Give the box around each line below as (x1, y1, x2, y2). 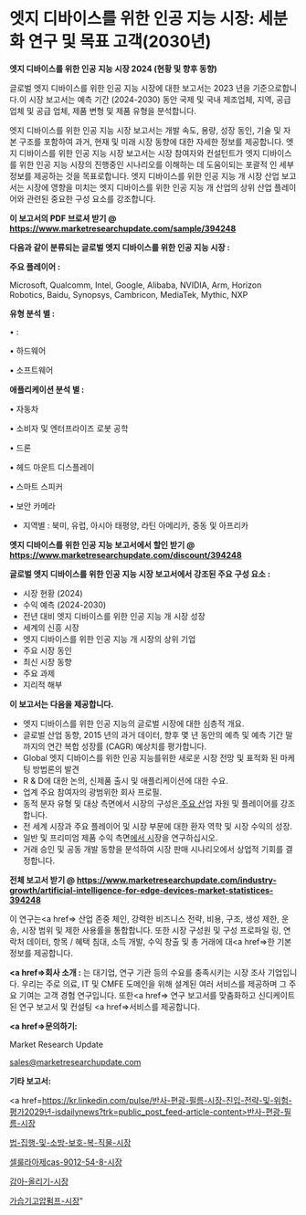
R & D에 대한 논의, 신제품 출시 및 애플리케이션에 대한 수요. (22, 775, 228, 786)
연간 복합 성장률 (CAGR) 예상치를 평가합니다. (47, 741, 207, 752)
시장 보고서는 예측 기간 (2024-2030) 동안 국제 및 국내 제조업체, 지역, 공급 (28, 93, 291, 105)
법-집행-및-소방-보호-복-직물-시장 (9, 1136, 132, 1147)
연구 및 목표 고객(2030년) (27, 31, 212, 52)
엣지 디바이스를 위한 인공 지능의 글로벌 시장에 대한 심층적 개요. (22, 718, 245, 729)
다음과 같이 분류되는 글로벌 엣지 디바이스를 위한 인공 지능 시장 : (9, 241, 230, 252)
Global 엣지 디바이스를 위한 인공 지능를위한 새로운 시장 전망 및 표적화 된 (22, 752, 279, 763)
